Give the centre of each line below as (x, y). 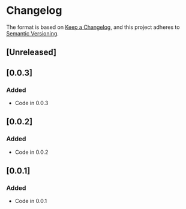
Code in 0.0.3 (31, 103)
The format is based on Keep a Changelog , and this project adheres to (93, 27)
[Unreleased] (31, 53)
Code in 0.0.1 (31, 201)
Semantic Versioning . (32, 33)
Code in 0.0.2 (31, 152)
